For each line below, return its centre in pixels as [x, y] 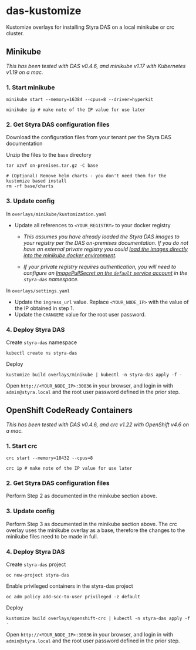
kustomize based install [36, 181]
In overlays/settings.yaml [38, 290]
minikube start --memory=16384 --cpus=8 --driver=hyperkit [80, 100]
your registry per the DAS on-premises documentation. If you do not [106, 243]
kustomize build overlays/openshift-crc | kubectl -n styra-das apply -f [98, 618]
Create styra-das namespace [42, 342]
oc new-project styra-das [38, 575]
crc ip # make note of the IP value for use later [69, 469]
